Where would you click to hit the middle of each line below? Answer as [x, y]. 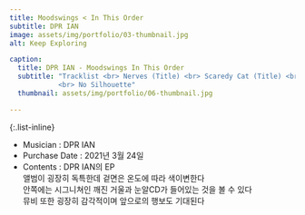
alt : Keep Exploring [49, 43]
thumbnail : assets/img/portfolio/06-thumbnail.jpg [115, 93]
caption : [26, 60]
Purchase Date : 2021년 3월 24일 [83, 155]
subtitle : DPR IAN [44, 26]
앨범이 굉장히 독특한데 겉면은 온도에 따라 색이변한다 [113, 178]
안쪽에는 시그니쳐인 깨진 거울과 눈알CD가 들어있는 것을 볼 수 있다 [137, 189]
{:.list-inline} [32, 127]
